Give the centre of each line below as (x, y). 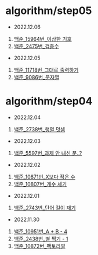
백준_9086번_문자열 (37, 77)
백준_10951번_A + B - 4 (41, 231)
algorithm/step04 (49, 101)
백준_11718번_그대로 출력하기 (46, 70)
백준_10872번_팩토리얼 (39, 246)
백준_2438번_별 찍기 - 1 (41, 239)
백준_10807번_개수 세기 (40, 184)
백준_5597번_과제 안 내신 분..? (48, 153)
